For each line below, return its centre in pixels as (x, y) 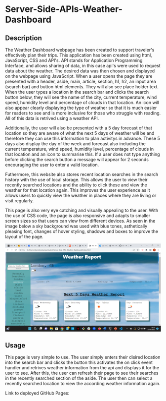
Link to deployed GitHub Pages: (37, 393)
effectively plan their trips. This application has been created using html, (79, 55)
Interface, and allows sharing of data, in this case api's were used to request (83, 66)
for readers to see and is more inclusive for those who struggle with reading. (83, 113)
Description (23, 38)
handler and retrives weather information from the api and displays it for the (82, 368)
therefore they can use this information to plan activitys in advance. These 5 (83, 138)
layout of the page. (24, 237)
